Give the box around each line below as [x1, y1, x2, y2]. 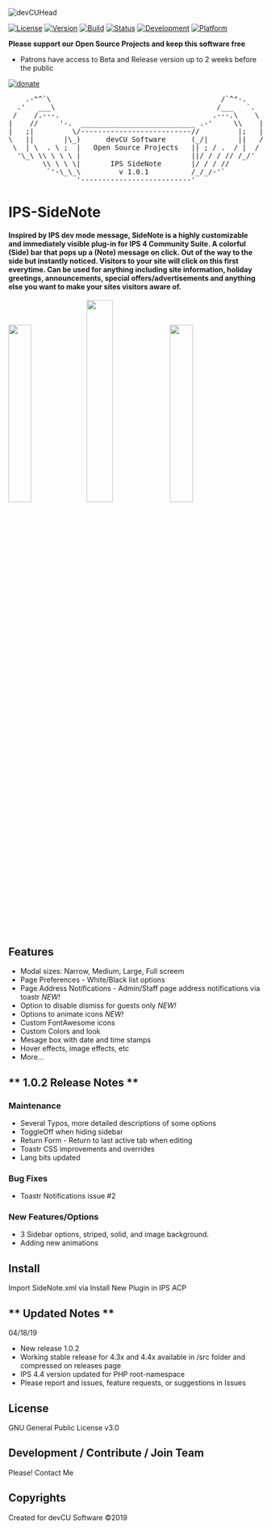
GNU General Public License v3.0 [8, 1422, 119, 1432]
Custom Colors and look [19, 1026, 101, 1036]
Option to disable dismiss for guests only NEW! [19, 1000, 177, 1010]
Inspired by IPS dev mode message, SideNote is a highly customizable [8, 230, 248, 240]
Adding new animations [19, 1238, 99, 1248]
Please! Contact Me [8, 1468, 74, 1477]
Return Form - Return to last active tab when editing [19, 1135, 193, 1145]
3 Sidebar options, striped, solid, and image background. [19, 1229, 210, 1240]
